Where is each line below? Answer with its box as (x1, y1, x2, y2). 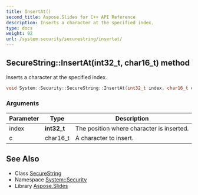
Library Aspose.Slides (14, 182, 68, 189)
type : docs (6, 25, 33, 31)
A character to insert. (75, 134, 134, 142)
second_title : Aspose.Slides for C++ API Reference (6, 14, 136, 20)
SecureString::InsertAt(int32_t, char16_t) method (6, 58, 190, 68)
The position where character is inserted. (75, 124, 189, 132)
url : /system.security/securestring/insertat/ (6, 36, 123, 42)
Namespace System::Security (14, 175, 87, 183)
